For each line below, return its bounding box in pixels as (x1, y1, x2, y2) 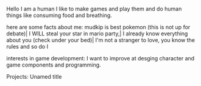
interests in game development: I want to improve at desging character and (6, 55, 195, 62)
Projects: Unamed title (6, 73, 62, 80)
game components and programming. (6, 61, 102, 68)
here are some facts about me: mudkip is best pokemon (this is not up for (6, 24, 191, 30)
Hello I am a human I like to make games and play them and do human (6, 5, 182, 12)
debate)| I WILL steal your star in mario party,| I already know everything (6, 30, 188, 37)
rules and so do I (6, 43, 49, 50)
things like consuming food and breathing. (6, 12, 113, 19)
